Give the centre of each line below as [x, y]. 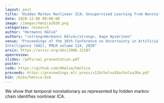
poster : [13, 64]
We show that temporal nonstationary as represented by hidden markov [77, 91]
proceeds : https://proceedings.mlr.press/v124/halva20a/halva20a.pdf [77, 73]
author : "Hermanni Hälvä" [31, 32]
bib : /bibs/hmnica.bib [28, 77]
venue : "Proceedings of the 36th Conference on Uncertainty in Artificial [83, 41]
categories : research [27, 28]
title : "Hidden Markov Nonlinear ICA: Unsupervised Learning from [74, 14]
